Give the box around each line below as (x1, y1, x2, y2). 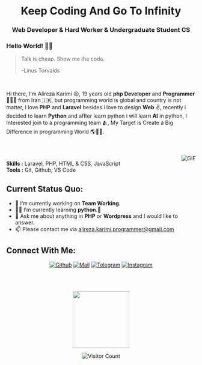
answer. (14, 219, 35, 226)
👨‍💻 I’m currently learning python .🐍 (14, 206, 101, 214)
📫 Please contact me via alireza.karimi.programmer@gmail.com (14, 226, 174, 233)
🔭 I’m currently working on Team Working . (14, 200, 121, 207)
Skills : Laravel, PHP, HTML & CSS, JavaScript (6, 160, 121, 167)
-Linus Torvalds (20, 67, 60, 74)
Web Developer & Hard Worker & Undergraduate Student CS (11, 26, 191, 34)
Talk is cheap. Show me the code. (20, 55, 105, 62)
